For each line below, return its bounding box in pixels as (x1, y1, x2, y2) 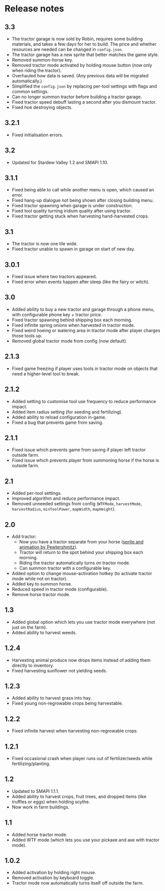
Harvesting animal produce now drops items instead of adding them (11, 657, 151, 663)
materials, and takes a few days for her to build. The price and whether (11, 41, 157, 47)
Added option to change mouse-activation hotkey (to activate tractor (11, 570, 152, 576)
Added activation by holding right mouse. (11, 870, 96, 876)
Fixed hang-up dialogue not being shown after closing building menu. (11, 197, 154, 203)
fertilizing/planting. (11, 761, 51, 767)
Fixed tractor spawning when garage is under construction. (11, 203, 133, 209)
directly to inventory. (11, 662, 54, 668)
